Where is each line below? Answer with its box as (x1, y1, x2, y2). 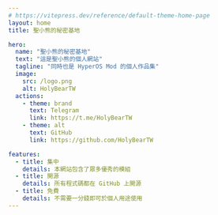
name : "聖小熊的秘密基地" (15, 48, 91, 56)
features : (8, 150, 41, 158)
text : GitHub (28, 129, 73, 137)
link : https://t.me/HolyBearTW (28, 114, 133, 123)
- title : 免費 (15, 187, 59, 195)
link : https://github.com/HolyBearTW (28, 136, 154, 144)
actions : (15, 92, 44, 100)
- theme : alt (22, 122, 66, 130)
